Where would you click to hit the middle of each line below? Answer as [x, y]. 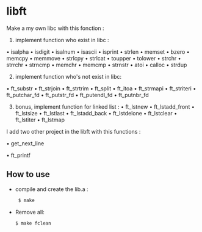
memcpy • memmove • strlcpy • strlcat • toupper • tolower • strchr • [94, 58]
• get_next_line [25, 143]
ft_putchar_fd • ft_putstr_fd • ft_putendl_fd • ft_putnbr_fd [78, 95]
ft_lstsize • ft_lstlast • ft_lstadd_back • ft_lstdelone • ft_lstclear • [96, 113]
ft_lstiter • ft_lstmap [40, 120]
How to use [28, 174]
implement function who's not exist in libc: [68, 76]
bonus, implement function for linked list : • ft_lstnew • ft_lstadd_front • [105, 107]
